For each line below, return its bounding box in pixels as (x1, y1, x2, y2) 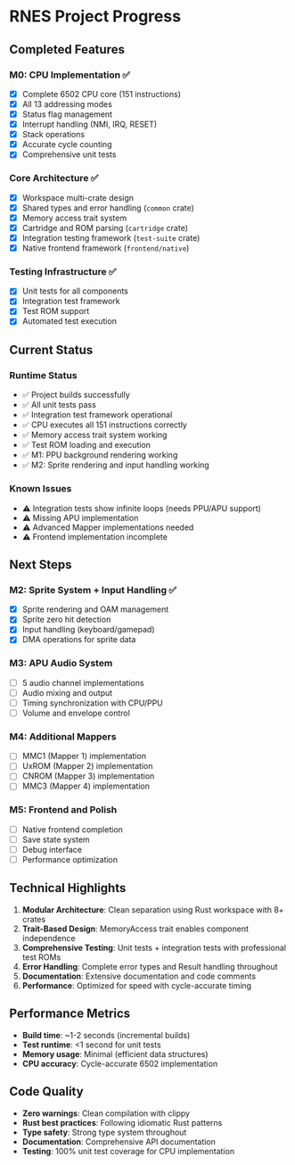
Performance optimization (21, 855, 119, 865)
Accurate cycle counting (21, 139, 112, 150)
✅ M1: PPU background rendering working (21, 450, 178, 460)
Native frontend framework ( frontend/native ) (21, 243, 190, 253)
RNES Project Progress (9, 6, 181, 27)
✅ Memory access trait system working (21, 430, 168, 441)
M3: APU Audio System (9, 657, 113, 670)
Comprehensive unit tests (21, 149, 117, 160)
